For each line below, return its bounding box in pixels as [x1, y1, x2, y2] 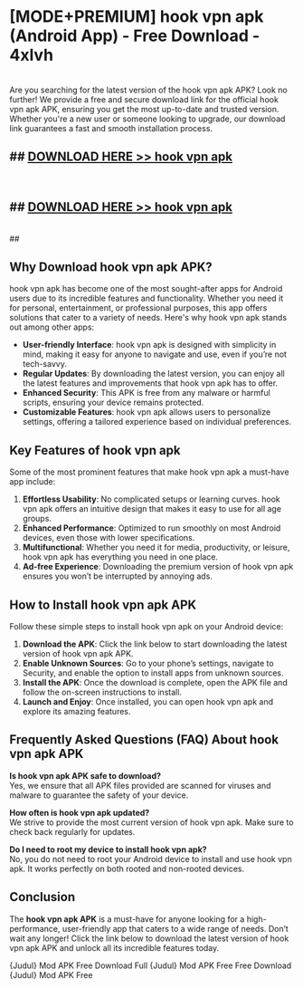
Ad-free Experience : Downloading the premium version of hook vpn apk [22, 561, 294, 572]
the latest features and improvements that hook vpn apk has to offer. [22, 378, 279, 388]
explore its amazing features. [22, 706, 131, 716]
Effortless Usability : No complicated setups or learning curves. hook [22, 494, 280, 504]
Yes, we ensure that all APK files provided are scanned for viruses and [9, 780, 271, 791]
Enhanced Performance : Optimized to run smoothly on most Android [22, 523, 281, 533]
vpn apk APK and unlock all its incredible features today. [9, 942, 220, 953]
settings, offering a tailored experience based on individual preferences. [22, 417, 292, 427]
